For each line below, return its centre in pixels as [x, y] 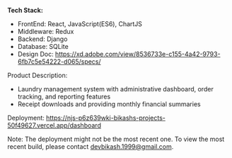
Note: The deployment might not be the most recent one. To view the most [116, 139]
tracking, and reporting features [64, 96]
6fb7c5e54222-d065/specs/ [59, 62]
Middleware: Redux [46, 32]
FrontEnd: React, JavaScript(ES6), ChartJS [80, 24]
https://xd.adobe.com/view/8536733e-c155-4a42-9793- [138, 54]
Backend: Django [42, 39]
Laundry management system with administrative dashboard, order [115, 89]
